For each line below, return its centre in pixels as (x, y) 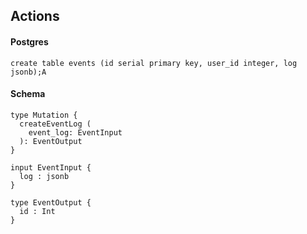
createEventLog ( (55, 124)
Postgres (29, 41)
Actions (35, 16)
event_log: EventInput (75, 132)
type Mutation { (44, 115)
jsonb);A (28, 72)
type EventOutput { (51, 202)
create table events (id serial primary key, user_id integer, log (154, 63)
